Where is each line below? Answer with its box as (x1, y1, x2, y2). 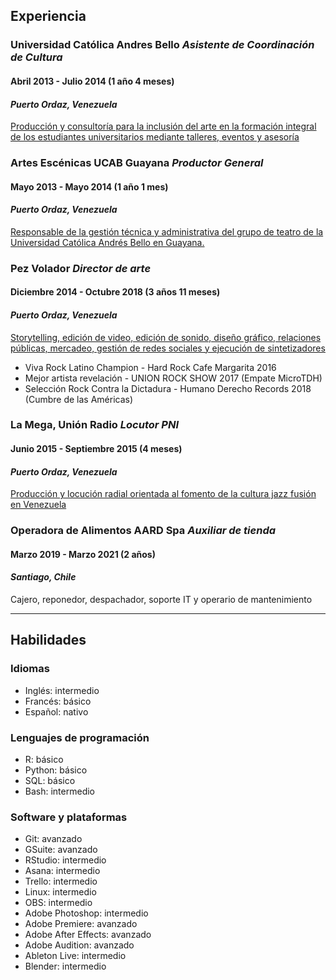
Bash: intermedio (24, 785, 95, 797)
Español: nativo (24, 705, 89, 718)
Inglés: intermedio (24, 684, 100, 696)
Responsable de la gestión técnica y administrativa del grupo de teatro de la (10, 225, 324, 238)
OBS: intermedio (24, 897, 93, 909)
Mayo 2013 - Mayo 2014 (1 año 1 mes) (10, 180, 169, 193)
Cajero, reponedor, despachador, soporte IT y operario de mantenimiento (10, 593, 313, 605)
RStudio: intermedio (24, 854, 107, 866)
